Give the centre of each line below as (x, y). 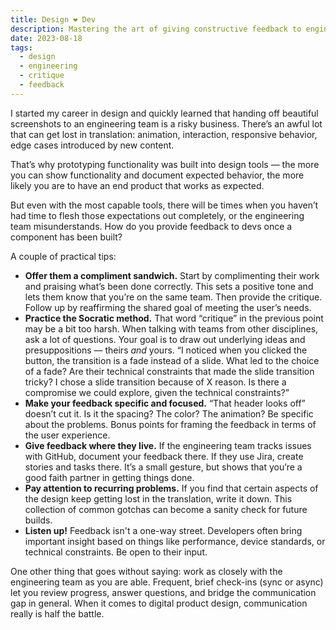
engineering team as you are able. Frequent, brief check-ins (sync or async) (167, 582)
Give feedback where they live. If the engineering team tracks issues (168, 445)
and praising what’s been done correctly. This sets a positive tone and (169, 286)
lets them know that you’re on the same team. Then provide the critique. (173, 297)
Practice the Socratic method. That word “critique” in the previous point (174, 318)
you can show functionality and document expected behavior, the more (157, 175)
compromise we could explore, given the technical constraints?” (157, 392)
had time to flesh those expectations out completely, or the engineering (157, 215)
